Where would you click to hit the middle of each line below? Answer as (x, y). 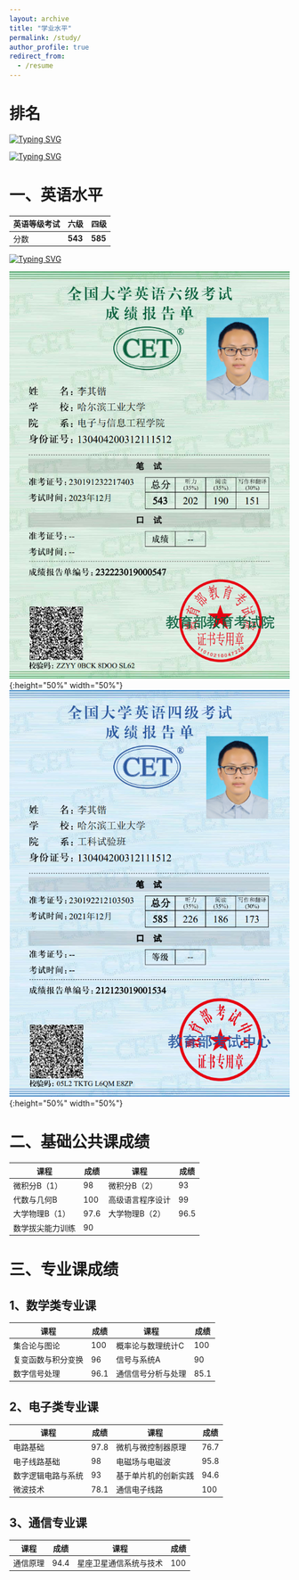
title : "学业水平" (41, 28)
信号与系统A (138, 1360)
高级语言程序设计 (139, 1200)
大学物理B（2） (137, 1214)
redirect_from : (37, 57)
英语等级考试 (36, 224)
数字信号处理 (36, 1374)
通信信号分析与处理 (151, 1374)
